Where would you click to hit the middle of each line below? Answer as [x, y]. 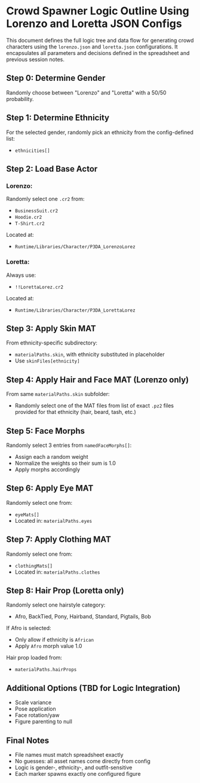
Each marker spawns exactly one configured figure [78, 774]
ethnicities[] [32, 151]
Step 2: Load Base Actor [52, 169]
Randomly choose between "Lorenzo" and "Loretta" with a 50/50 [86, 92]
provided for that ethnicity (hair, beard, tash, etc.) [75, 412]
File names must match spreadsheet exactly [69, 755]
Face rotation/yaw [37, 715]
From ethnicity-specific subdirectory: [52, 343]
